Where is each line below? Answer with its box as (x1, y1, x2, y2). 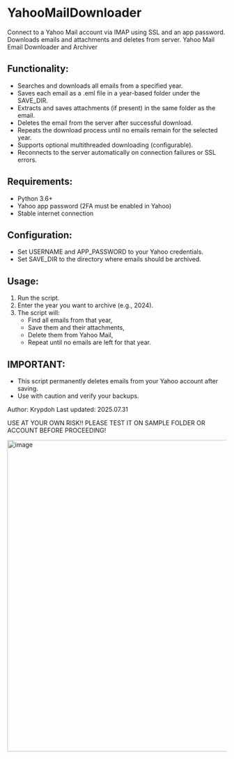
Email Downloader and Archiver (7, 43, 97, 51)
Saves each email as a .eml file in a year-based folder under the (17, 89, 201, 97)
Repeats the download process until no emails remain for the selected (17, 125, 218, 134)
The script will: (17, 309, 61, 317)
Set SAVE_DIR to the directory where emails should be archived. (17, 255, 202, 263)
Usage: (7, 275, 40, 287)
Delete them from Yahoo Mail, (27, 331, 114, 339)
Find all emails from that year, (27, 316, 113, 325)
